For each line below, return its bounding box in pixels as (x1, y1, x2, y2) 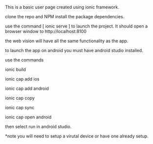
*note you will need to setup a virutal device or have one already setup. (5, 133, 149, 139)
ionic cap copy (5, 95, 35, 101)
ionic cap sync (5, 105, 35, 110)
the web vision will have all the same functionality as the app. (5, 38, 129, 44)
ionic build (5, 66, 26, 72)
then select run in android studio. (5, 124, 72, 129)
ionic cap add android (5, 86, 49, 91)
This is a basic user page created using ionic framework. (5, 4, 119, 10)
